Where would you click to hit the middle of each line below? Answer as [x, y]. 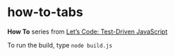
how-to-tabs [45, 12]
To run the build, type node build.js [60, 45]
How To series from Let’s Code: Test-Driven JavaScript [87, 31]
